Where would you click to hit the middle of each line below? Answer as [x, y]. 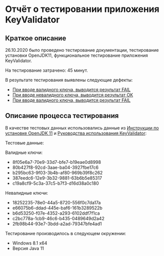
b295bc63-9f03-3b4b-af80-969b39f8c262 [57, 172]
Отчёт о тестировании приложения [82, 9]
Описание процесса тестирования [62, 116]
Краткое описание [36, 38]
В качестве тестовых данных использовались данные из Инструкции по [82, 128]
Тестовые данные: [25, 142]
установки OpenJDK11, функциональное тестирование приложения [77, 55]
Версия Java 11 [28, 248]
